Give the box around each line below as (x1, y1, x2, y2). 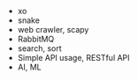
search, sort (17, 43, 62, 54)
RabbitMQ (17, 33, 55, 44)
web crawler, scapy (17, 25, 89, 34)
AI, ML (17, 62, 42, 72)
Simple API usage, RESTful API (17, 53, 130, 63)
